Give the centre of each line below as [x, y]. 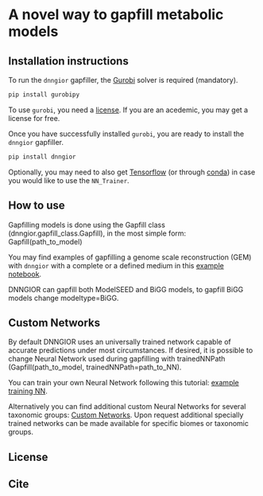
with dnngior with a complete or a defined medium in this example [116, 265]
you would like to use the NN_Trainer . [69, 180]
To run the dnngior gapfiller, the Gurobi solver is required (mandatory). [123, 80]
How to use [37, 206]
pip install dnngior [43, 157]
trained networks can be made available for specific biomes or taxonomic [128, 424]
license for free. [34, 118]
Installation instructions [68, 61]
